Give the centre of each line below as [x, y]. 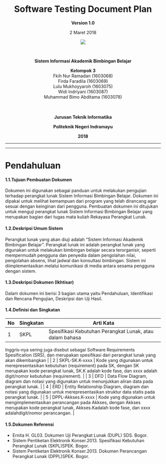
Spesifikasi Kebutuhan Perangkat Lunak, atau [101, 331]
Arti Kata [104, 323]
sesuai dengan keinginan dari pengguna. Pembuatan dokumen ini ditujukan [82, 206]
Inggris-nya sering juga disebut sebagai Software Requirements [70, 349]
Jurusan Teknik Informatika [83, 117]
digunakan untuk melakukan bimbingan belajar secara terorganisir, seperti [81, 250]
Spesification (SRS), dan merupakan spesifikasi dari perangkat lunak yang [81, 355]
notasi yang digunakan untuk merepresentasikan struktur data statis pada [80, 392]
